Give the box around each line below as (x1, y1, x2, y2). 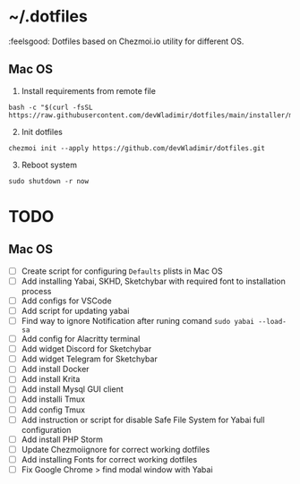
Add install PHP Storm (21, 434, 104, 445)
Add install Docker (21, 364, 90, 375)
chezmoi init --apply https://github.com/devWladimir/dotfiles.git (8, 143, 266, 153)
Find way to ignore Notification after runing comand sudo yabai (21, 316, 255, 326)
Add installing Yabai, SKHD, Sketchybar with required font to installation (21, 276, 286, 286)
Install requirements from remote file (21, 85, 156, 96)
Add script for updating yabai (21, 305, 130, 316)
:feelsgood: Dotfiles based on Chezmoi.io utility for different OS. (8, 36, 244, 47)
